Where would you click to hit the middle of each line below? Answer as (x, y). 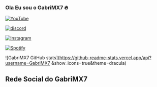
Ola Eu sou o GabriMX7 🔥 (37, 8)
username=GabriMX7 (28, 63)
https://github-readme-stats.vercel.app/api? (105, 58)
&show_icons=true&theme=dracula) (89, 63)
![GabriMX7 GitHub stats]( (33, 58)
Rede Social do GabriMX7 (46, 79)
